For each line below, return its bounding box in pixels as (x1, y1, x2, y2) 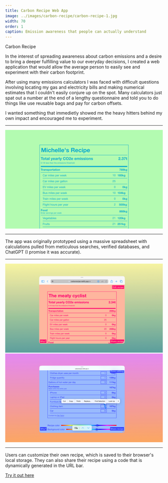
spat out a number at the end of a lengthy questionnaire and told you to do (5, 95, 158, 101)
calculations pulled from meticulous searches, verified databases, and (5, 244, 150, 250)
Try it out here (5, 472, 34, 478)
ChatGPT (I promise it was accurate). (5, 249, 81, 255)
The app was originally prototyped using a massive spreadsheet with (5, 238, 147, 245)
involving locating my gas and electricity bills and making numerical (5, 84, 144, 90)
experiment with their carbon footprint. (5, 69, 85, 75)
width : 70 (5, 19, 26, 24)
